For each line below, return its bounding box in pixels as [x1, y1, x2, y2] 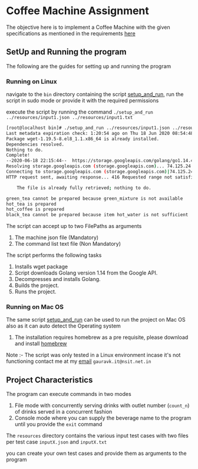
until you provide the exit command [14, 421, 103, 428]
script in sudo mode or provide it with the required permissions [6, 97, 159, 104]
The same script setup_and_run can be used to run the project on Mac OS [6, 316, 186, 323]
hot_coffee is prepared [6, 206, 65, 213]
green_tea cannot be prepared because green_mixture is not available [6, 196, 183, 202]
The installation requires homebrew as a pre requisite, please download [14, 334, 189, 341]
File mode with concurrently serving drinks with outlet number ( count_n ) [14, 402, 190, 409]
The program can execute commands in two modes [6, 391, 131, 398]
